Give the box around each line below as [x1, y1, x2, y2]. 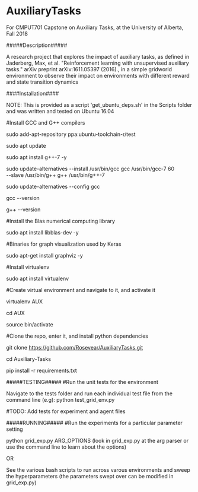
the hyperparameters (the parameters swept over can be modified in [6, 472, 174, 480]
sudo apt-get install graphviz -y [6, 252, 83, 259]
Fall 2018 [6, 30, 28, 37]
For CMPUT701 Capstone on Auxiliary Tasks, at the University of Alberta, [6, 24, 184, 31]
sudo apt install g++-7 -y [6, 153, 67, 161]
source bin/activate [6, 320, 53, 328]
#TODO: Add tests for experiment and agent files [6, 408, 126, 415]
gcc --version [6, 194, 40, 201]
